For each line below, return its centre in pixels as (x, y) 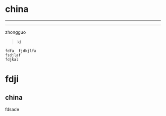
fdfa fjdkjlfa (21, 51)
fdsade (12, 109)
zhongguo (16, 32)
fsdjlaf (13, 55)
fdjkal (12, 59)
